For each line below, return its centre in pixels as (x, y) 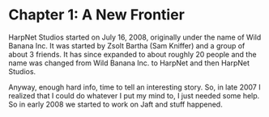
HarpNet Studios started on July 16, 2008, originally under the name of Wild (135, 37)
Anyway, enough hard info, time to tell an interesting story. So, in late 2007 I (134, 87)
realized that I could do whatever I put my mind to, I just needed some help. (134, 95)
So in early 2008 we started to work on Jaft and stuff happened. (115, 104)
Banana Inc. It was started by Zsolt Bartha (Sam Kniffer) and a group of (127, 45)
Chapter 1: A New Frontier (96, 15)
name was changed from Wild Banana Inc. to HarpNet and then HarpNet (129, 63)
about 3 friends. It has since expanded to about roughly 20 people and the (132, 54)
